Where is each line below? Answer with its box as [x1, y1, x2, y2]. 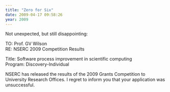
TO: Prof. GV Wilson [5, 41, 47, 47]
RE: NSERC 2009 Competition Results [5, 46, 85, 52]
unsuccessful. [5, 82, 35, 88]
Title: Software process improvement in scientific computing [5, 56, 132, 62]
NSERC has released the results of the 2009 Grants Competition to [5, 71, 145, 77]
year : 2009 [5, 17, 29, 22]
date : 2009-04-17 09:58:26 [5, 12, 63, 17]
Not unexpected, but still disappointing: [5, 31, 88, 37]
